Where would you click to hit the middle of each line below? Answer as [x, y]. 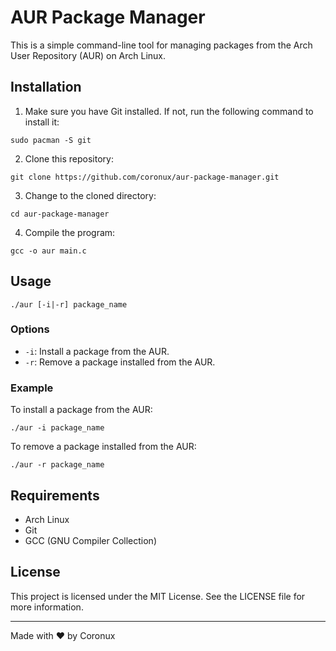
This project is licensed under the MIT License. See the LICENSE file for [158, 596]
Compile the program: [70, 232]
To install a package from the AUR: [81, 410]
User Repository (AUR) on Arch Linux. [88, 55]
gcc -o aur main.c [48, 251]
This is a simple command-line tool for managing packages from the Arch [161, 45]
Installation [46, 87]
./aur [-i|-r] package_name [69, 304]
